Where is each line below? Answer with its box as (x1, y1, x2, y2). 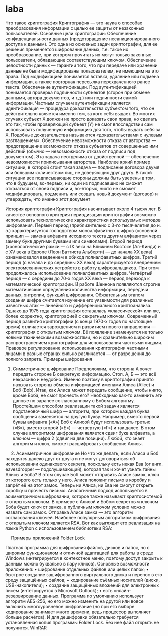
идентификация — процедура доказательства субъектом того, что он (5, 105, 154, 111)
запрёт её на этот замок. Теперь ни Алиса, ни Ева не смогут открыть (5, 482, 154, 488)
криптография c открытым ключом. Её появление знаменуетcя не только (5, 329, 163, 335)
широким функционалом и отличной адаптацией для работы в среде (5, 550, 154, 556)
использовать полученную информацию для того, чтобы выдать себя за (5, 126, 161, 132)
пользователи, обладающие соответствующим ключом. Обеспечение (5, 57, 156, 63)
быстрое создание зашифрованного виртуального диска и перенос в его (5, 571, 163, 577)
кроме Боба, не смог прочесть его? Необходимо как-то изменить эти (12, 392, 163, 398)
